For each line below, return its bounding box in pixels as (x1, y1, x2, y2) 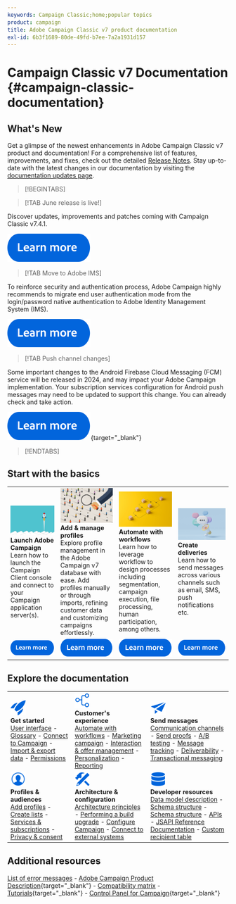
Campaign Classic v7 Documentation (7, 65, 228, 81)
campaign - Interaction (74, 739, 142, 748)
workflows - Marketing (74, 732, 142, 740)
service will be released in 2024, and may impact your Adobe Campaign (7, 375, 216, 384)
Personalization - (74, 754, 125, 762)
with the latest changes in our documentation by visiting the (21, 164, 195, 172)
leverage (119, 550, 144, 559)
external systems (74, 833, 124, 841)
